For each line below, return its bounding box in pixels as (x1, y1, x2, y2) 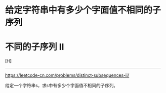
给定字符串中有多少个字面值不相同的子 (5, 4, 162, 16)
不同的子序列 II (5, 42, 64, 52)
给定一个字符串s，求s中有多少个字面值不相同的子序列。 (5, 83, 118, 89)
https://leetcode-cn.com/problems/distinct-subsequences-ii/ (5, 72, 129, 78)
